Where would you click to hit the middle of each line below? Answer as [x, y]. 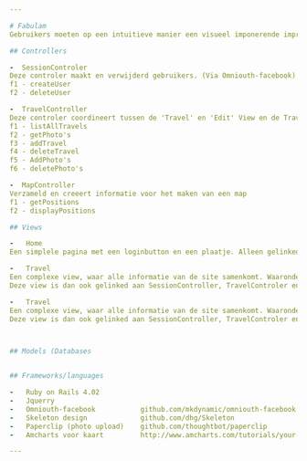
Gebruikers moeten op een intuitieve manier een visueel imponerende [145, 34]
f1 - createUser [40, 84]
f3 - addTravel [38, 143]
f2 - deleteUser [40, 93]
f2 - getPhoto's [40, 135]
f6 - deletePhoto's [47, 169]
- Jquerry [32, 401]
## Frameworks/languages [57, 376]
